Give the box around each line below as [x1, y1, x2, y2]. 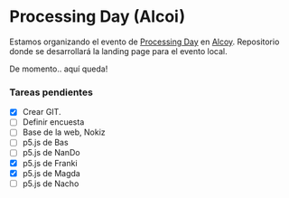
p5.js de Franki [22, 157, 79, 168]
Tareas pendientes [9, 86, 93, 99]
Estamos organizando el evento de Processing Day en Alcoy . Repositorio [9, 36, 280, 47]
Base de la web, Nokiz [22, 127, 106, 137]
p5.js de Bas [22, 137, 70, 148]
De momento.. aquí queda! [9, 63, 108, 74]
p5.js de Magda [22, 167, 81, 178]
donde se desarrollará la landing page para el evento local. [9, 45, 228, 56]
